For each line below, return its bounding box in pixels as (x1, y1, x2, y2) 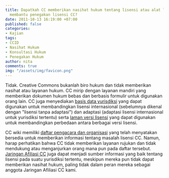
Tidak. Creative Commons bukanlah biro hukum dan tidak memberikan (5, 82, 151, 88)
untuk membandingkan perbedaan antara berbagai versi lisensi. (5, 120, 138, 126)
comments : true (5, 64, 37, 69)
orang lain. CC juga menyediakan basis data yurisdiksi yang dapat (5, 98, 142, 104)
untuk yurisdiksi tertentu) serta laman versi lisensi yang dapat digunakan (5, 114, 156, 120)
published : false (5, 21, 42, 27)
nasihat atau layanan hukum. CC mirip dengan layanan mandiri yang (5, 88, 146, 93)
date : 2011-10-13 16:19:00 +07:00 (5, 17, 78, 22)
